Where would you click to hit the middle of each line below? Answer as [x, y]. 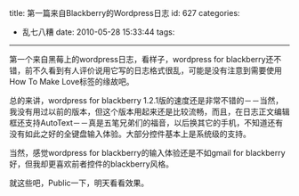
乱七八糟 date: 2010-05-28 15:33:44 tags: [98, 32]
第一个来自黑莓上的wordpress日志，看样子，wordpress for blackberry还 [141, 59]
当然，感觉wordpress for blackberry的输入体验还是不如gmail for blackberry [148, 153]
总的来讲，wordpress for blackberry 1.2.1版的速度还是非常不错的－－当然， [146, 100]
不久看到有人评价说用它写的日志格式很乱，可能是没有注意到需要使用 [157, 70]
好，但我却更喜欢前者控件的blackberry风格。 [92, 164]
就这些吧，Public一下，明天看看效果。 [79, 183]
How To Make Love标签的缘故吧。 [72, 82]
